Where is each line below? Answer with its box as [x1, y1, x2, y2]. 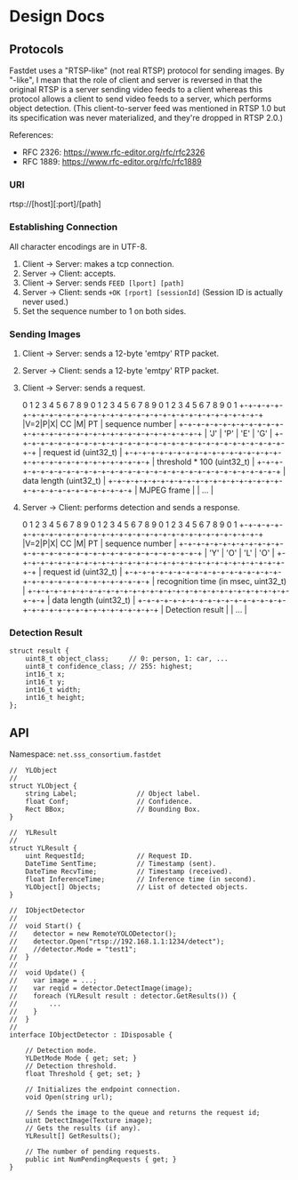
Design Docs [9, 6, 105, 27]
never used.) [21, 296, 69, 307]
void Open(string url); [25, 1093, 114, 1102]
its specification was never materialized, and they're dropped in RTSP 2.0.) [9, 113, 283, 123]
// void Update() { [9, 968, 86, 977]
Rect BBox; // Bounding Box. [25, 805, 201, 814]
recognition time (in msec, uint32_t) [157, 575, 287, 586]
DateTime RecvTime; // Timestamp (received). [25, 867, 233, 876]
